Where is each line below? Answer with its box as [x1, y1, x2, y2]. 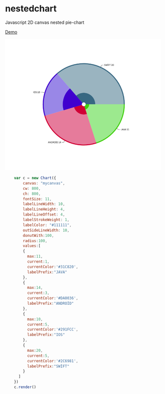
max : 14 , [27, 285, 43, 290]
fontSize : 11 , [23, 196, 52, 201]
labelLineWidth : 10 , [23, 202, 65, 207]
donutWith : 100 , [23, 233, 54, 238]
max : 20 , [27, 348, 43, 353]
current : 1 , [27, 259, 50, 264]
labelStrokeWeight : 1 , [23, 218, 70, 223]
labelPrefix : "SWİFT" [27, 364, 70, 369]
